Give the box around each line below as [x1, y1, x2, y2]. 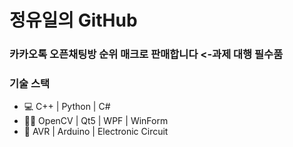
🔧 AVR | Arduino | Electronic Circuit [23, 126, 169, 138]
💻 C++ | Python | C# [23, 101, 111, 113]
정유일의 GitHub [9, 9, 138, 32]
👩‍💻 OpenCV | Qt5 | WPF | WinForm [23, 115, 169, 127]
